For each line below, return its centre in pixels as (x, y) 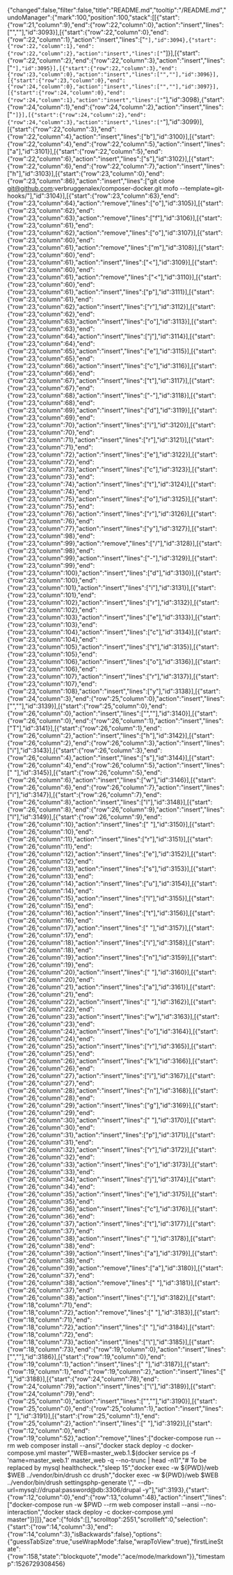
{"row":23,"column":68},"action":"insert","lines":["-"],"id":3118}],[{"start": (112, 395)
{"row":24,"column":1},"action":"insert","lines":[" (85, 100)
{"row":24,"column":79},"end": (51, 1394)
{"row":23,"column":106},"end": (52, 669)
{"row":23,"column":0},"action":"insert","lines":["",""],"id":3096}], (113, 74)
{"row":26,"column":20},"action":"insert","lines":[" (79, 972)
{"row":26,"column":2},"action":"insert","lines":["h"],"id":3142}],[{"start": (111, 736)
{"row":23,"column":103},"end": (52, 625)
